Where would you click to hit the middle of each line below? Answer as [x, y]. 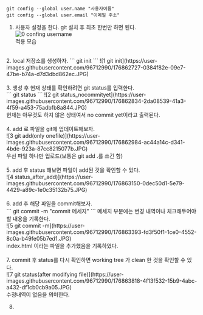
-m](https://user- [64, 225]
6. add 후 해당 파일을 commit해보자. [49, 204]
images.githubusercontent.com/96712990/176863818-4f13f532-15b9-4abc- [102, 281]
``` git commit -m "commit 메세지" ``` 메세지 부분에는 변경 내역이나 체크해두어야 [101, 211]
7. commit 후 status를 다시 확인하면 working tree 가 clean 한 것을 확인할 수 [96, 260]
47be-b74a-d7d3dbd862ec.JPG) [48, 74]
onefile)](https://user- [73, 136]
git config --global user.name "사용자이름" [60, 9]
